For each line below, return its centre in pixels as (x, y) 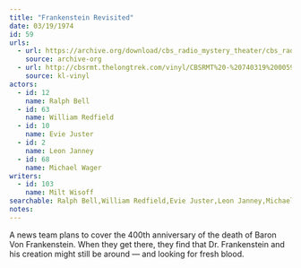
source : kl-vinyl (58, 76)
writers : (26, 176)
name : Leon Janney (60, 151)
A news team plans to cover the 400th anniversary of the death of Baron (143, 235)
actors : (24, 84)
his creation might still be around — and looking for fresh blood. (127, 254)
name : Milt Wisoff (60, 193)
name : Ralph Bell (58, 101)
